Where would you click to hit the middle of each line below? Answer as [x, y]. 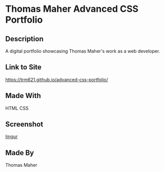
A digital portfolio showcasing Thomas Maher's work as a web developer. [83, 51]
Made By [20, 153]
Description [24, 39]
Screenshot [24, 125]
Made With [23, 96]
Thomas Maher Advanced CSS [72, 9]
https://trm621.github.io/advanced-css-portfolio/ [57, 80]
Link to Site [24, 67]
